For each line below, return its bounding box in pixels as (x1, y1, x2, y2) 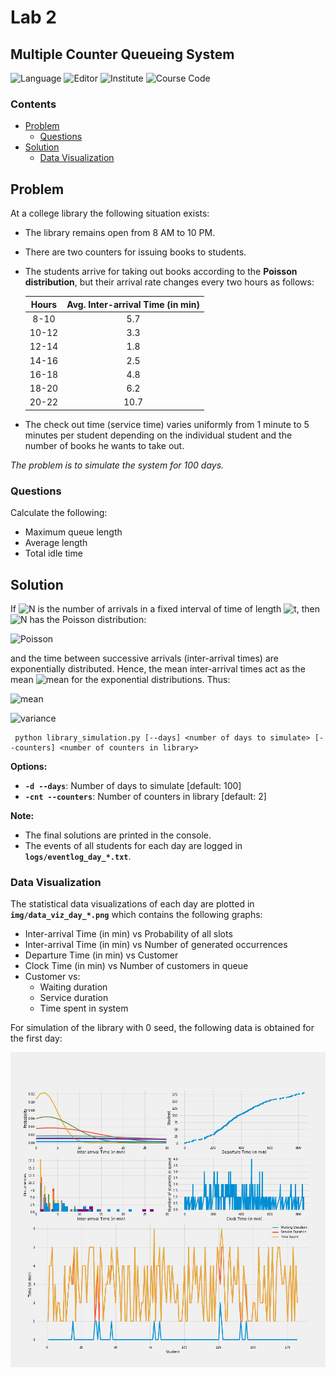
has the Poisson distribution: (29, 613, 147, 625)
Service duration (39, 992, 109, 1004)
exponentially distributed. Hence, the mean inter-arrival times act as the (10, 662, 306, 675)
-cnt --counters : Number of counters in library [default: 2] (24, 790, 267, 802)
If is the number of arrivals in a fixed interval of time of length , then (10, 602, 321, 615)
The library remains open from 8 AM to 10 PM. (24, 227, 216, 239)
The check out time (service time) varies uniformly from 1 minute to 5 (24, 418, 310, 430)
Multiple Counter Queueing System (10, 46, 235, 63)
